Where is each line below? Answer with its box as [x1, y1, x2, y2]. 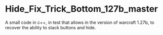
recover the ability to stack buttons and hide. [5, 24, 96, 30]
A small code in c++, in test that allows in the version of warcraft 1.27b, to [5, 19, 155, 25]
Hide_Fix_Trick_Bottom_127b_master [5, 3, 158, 15]
